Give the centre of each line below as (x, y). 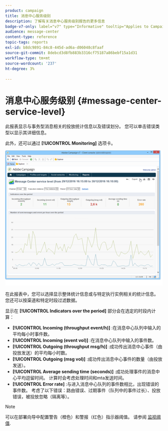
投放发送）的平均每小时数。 (41, 352)
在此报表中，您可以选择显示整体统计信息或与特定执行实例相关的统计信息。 (82, 294)
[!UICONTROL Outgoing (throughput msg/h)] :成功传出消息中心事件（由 (87, 346)
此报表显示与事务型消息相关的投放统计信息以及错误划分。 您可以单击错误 (80, 126)
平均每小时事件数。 (32, 334)
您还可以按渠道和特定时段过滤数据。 (42, 300)
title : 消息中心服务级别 (28, 16)
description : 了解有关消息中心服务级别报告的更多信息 (55, 21)
